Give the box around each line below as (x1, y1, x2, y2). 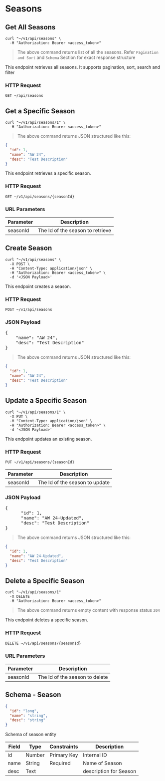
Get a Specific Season (5, 107, 75, 115)
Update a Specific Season (5, 396, 87, 405)
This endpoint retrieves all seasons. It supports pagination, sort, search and (5, 64, 161, 70)
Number (25, 752, 45, 759)
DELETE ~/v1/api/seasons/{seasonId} (5, 641, 81, 646)
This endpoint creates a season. (5, 283, 71, 289)
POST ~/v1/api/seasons (5, 307, 52, 312)
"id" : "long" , (9, 708, 39, 714)
